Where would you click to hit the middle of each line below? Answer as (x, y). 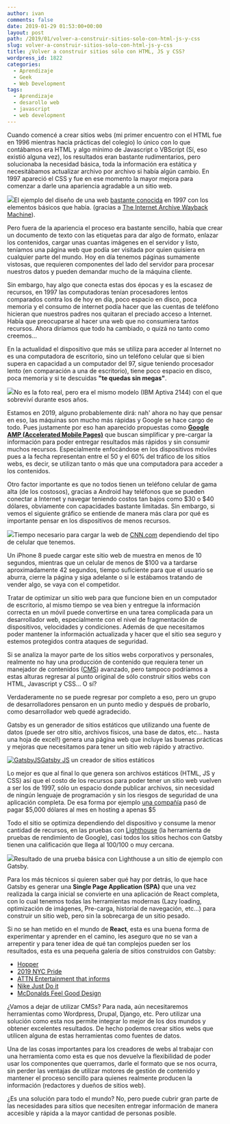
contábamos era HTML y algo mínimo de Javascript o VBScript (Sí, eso (107, 149)
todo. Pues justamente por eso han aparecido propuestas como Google (108, 427)
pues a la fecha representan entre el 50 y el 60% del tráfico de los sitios (109, 456)
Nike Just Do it (38, 986)
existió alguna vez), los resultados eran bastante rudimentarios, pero (104, 157)
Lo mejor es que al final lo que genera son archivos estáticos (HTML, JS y (111, 773)
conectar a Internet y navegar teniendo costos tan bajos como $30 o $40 (111, 499)
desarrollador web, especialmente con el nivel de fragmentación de (102, 619)
